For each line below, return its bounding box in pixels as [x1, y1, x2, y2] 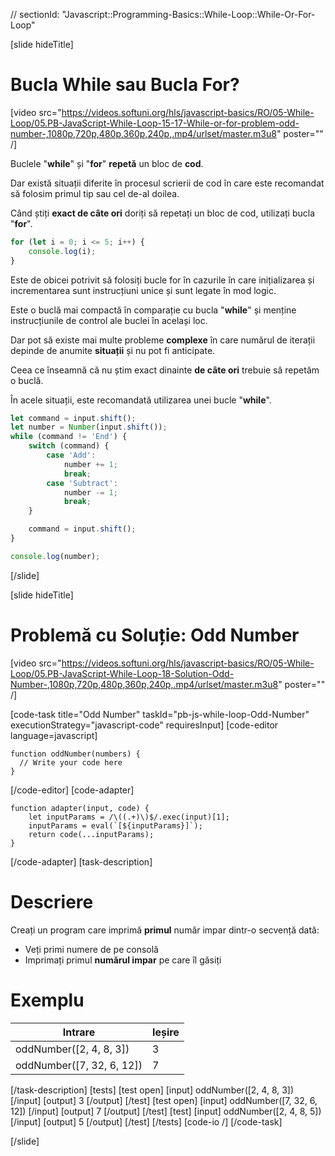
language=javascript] [10, 729, 98, 741]
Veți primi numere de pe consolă [24, 943, 159, 955]
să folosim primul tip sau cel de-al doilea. [10, 187, 180, 199]
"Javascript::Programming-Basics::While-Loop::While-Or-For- [61, 9, 316, 20]
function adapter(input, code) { [10, 803, 150, 813]
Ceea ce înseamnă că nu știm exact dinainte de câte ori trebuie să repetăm [10, 364, 320, 376]
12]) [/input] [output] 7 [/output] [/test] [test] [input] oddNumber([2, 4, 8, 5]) [10, 1105, 322, 1117]
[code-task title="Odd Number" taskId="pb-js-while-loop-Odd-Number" [10, 708, 310, 720]
